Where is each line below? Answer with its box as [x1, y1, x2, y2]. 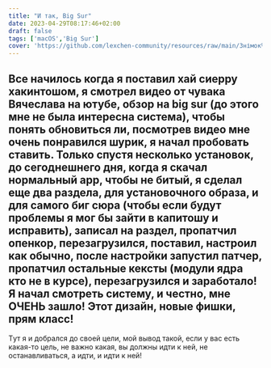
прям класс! [8, 312, 74, 326]
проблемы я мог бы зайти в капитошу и [8, 211, 219, 225]
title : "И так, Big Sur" [8, 11, 92, 20]
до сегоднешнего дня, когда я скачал [8, 160, 208, 174]
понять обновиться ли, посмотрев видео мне [8, 122, 251, 136]
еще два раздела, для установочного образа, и [8, 185, 259, 199]
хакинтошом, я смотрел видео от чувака [8, 84, 226, 98]
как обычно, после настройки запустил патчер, [8, 248, 262, 263]
